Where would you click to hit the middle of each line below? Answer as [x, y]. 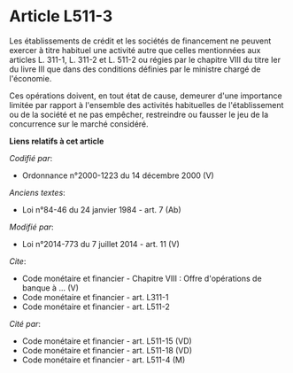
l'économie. [31, 78]
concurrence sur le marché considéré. [79, 124]
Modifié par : [32, 227]
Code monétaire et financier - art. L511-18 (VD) [107, 350]
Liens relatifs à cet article [57, 141]
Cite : [18, 261]
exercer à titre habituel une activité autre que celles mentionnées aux [135, 50]
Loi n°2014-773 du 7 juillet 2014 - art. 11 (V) [100, 244]
